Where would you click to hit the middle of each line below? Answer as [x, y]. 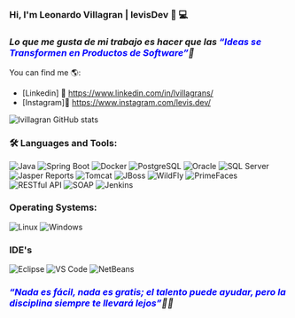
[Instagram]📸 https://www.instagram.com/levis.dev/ [116, 103]
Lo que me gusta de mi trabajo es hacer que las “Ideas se [136, 42]
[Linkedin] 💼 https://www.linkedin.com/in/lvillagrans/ [118, 93]
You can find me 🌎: [45, 73]
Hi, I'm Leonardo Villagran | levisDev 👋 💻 [99, 14]
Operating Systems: [53, 207]
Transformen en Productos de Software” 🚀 [102, 52]
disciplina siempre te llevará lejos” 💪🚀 [92, 303]
